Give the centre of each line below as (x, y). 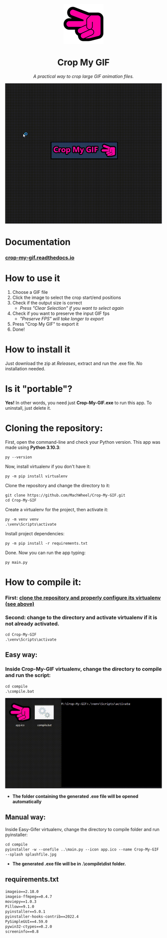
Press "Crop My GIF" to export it (45, 324)
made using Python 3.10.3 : (33, 447)
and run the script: (28, 675)
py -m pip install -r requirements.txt (46, 543)
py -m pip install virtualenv (37, 476)
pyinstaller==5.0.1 (25, 912)
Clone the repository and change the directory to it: (58, 485)
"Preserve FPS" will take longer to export (62, 318)
